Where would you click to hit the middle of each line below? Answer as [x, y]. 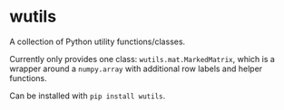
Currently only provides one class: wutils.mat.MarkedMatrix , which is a [142, 59]
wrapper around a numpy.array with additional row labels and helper [136, 69]
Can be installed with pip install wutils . [88, 96]
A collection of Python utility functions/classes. [98, 41]
